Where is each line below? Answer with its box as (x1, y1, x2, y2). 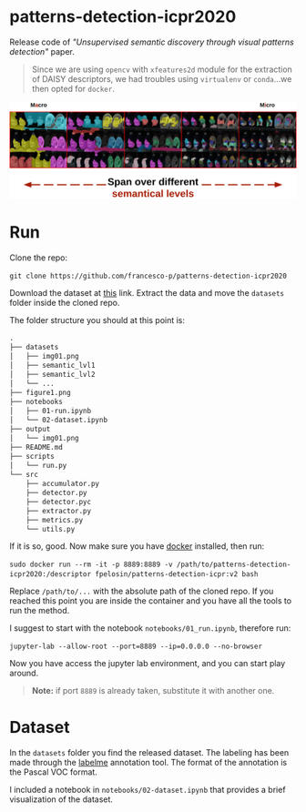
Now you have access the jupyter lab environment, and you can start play (9, 658, 286, 669)
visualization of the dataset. (9, 794, 114, 805)
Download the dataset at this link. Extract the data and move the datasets (9, 288, 285, 299)
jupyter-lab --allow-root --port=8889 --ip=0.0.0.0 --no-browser (9, 642, 262, 652)
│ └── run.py (9, 462, 67, 471)
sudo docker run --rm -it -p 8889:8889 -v (9, 560, 173, 570)
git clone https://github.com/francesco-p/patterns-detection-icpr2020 (9, 271, 287, 281)
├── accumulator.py (25, 480, 100, 489)
